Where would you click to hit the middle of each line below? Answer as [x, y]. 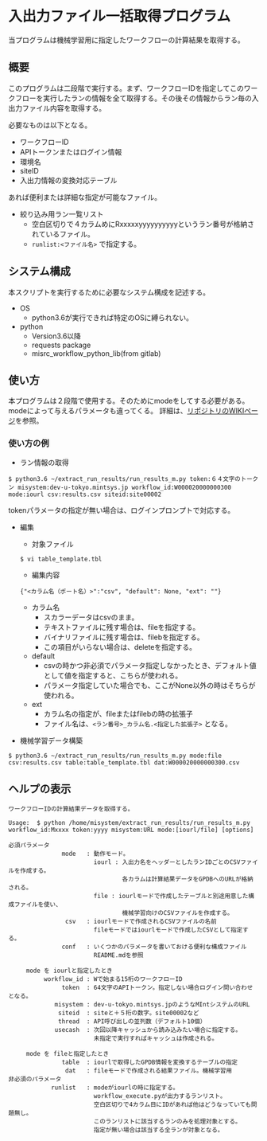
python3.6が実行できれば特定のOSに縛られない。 [112, 317]
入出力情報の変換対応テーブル [68, 180]
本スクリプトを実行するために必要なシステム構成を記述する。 [109, 292]
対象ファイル [52, 544]
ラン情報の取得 [44, 462]
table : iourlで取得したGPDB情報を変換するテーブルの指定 [150, 1063]
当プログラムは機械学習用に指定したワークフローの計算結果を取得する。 [126, 40]
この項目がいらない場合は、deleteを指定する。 [120, 647]
